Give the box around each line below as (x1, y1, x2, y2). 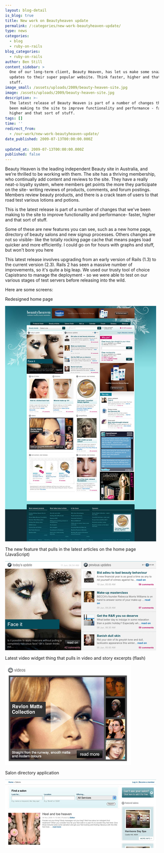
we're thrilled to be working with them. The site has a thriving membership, (5, 171, 156, 177)
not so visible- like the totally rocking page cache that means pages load (5, 237, 151, 243)
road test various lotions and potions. (5, 197, 80, 203)
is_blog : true (5, 13, 34, 18)
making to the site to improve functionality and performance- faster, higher (5, 212, 156, 218)
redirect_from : (5, 126, 36, 131)
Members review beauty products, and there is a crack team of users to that (5, 192, 159, 198)
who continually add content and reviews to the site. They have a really (5, 176, 148, 183)
